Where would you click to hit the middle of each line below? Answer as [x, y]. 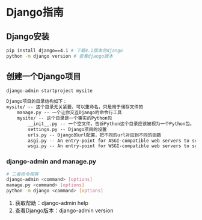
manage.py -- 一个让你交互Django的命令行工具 [69, 113]
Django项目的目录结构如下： [37, 102]
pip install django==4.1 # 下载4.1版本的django [65, 50]
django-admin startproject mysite [50, 91]
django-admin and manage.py [51, 162]
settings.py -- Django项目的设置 [67, 129]
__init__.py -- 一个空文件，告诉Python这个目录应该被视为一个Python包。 [111, 124]
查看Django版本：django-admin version [64, 210]
